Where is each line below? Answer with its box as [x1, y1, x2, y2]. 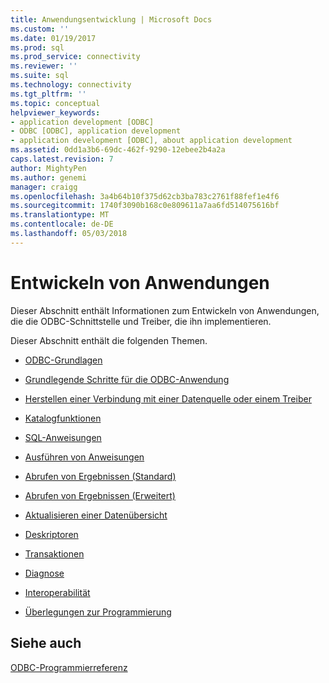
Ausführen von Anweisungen [24, 451, 145, 463]
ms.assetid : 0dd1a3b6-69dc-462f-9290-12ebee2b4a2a [10, 145, 226, 155]
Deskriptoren [24, 528, 79, 540]
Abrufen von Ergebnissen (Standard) [24, 470, 177, 482]
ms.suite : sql [10, 71, 70, 81]
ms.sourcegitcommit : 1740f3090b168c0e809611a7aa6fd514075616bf [10, 201, 280, 211]
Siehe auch [10, 635, 82, 652]
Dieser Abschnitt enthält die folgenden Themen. [10, 334, 208, 346]
